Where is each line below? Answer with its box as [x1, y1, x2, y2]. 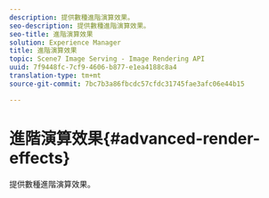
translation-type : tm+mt [9, 71, 102, 80]
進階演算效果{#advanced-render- [9, 128, 261, 148]
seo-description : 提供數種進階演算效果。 [9, 21, 151, 30]
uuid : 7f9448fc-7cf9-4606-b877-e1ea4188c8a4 [9, 63, 177, 72]
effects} [9, 148, 71, 168]
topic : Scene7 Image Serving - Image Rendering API [9, 54, 205, 63]
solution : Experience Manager [9, 37, 122, 47]
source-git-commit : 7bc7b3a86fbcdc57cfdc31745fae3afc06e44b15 [9, 79, 245, 88]
